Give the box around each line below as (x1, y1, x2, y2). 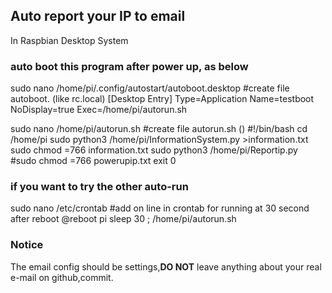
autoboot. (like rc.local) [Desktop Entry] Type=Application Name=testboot (10, 93, 315, 105)
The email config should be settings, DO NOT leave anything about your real (10, 260, 322, 273)
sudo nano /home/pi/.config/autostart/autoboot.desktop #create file (10, 82, 290, 94)
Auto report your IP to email (10, 8, 186, 25)
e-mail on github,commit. (10, 271, 114, 283)
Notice (10, 238, 44, 252)
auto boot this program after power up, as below (10, 59, 249, 73)
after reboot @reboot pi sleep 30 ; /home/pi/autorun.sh (10, 213, 237, 225)
